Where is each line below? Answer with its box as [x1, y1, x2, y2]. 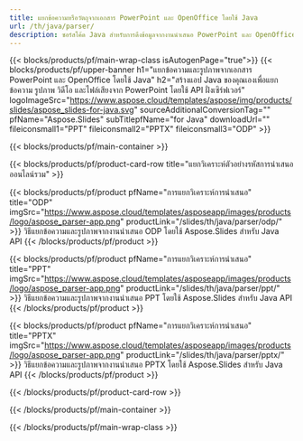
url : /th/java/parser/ [9, 22, 95, 31]
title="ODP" [9, 197, 53, 208]
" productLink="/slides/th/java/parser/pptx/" [120, 350, 285, 361]
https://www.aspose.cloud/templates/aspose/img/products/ [69, 95, 293, 106]
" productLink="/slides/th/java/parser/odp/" [120, 216, 282, 227]
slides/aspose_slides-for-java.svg [9, 105, 134, 116]
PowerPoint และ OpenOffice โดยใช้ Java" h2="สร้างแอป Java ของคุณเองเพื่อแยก [9, 74, 279, 86]
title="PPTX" [9, 331, 57, 342]
